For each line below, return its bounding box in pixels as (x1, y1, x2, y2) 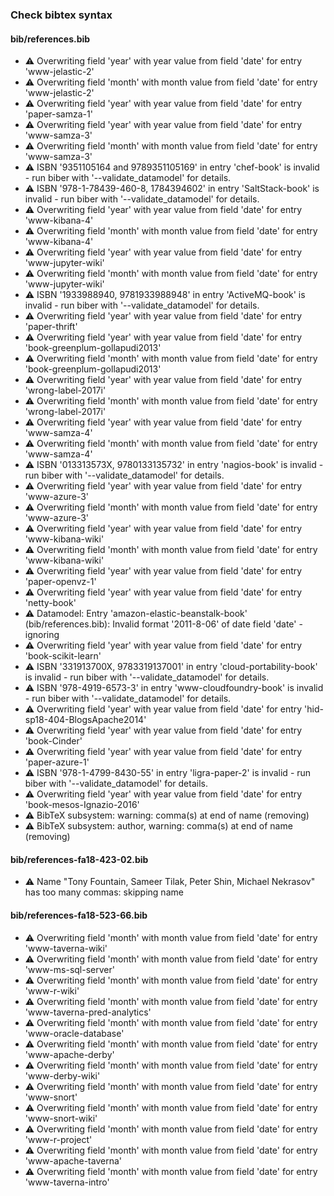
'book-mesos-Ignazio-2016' (24, 799, 140, 811)
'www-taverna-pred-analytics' (24, 1006, 152, 1018)
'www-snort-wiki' (24, 1112, 98, 1124)
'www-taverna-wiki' (24, 942, 108, 954)
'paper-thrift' (24, 321, 78, 333)
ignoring (24, 629, 60, 641)
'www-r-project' (24, 1133, 93, 1145)
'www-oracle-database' (24, 1027, 125, 1039)
